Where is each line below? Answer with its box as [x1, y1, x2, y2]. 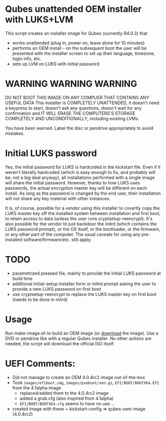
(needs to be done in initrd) [12, 296, 68, 302]
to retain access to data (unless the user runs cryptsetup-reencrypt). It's [5, 215, 153, 221]
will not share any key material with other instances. [5, 195, 111, 201]
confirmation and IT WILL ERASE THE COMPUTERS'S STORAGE [5, 110, 136, 116]
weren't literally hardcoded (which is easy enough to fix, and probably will [5, 169, 156, 175]
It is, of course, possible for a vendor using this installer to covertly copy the [5, 205, 160, 211]
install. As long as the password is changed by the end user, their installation [5, 190, 161, 196]
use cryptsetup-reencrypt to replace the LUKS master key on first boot [12, 291, 157, 297]
